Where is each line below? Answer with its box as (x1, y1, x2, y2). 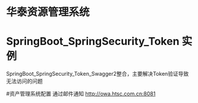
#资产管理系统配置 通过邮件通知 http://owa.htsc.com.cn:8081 (6, 90, 156, 98)
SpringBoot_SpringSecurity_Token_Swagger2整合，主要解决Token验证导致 (6, 70, 189, 78)
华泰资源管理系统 (6, 5, 90, 19)
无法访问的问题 (6, 78, 43, 85)
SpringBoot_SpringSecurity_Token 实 (6, 35, 193, 48)
